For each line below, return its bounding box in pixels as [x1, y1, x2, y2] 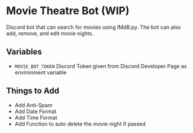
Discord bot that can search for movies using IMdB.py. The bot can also [6, 24, 181, 31]
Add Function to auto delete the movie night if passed [14, 120, 146, 127]
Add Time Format [14, 114, 57, 121]
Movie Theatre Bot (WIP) [6, 4, 130, 18]
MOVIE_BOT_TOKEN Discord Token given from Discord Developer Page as [14, 62, 187, 69]
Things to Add [6, 86, 59, 96]
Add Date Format [14, 108, 57, 115]
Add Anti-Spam [14, 101, 53, 108]
